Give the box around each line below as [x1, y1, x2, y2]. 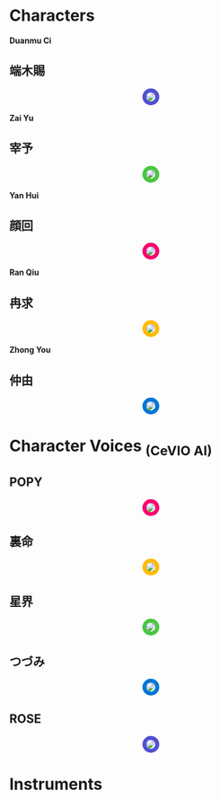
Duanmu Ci [9, 35, 52, 46]
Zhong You [9, 345, 51, 356]
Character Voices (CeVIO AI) [9, 436, 213, 459]
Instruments [9, 774, 103, 795]
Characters [9, 5, 95, 26]
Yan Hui [9, 189, 39, 200]
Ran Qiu [9, 267, 40, 278]
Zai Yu [9, 112, 34, 123]
